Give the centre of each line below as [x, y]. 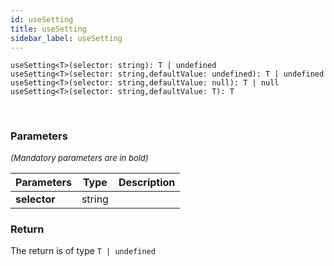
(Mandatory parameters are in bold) [79, 157]
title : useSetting [48, 29]
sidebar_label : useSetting [66, 38]
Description [147, 182]
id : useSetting [42, 19]
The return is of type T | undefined [83, 250]
